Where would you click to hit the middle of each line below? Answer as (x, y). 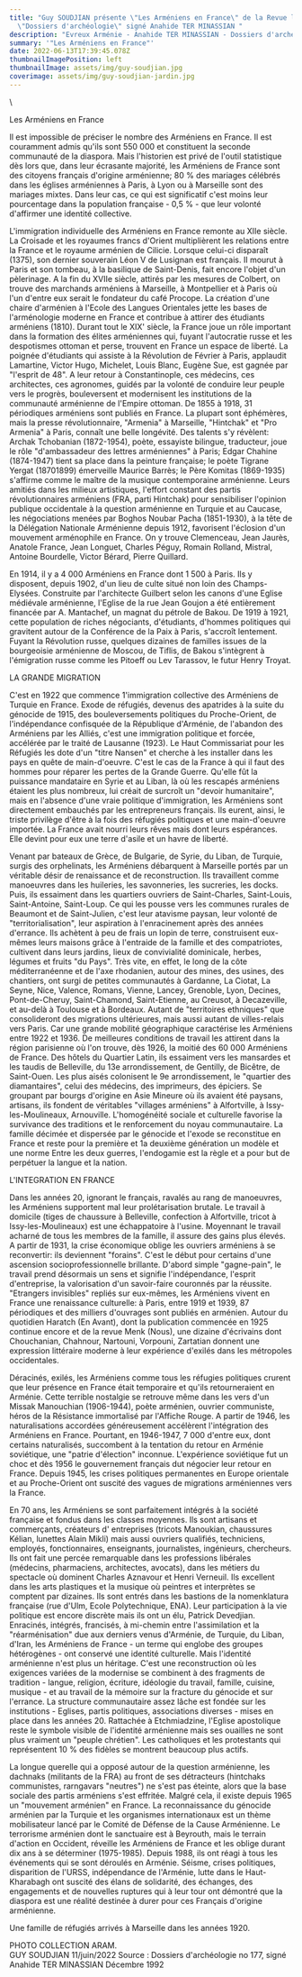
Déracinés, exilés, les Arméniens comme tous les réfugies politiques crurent (150, 1377)
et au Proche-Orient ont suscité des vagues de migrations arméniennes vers (151, 1482)
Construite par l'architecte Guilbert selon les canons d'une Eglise (162, 593)
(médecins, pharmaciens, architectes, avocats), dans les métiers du (135, 1567)
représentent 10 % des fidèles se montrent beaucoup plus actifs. (129, 1749)
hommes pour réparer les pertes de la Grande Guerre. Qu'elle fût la (133, 771)
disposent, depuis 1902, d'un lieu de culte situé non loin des (120, 583)
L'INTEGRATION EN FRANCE (62, 1180)
